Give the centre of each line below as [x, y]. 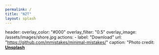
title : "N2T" [18, 14]
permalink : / [18, 9]
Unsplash [15, 48]
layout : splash [21, 18]
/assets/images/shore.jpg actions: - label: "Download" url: [64, 37]
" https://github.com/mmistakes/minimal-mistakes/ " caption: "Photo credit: [80, 42]
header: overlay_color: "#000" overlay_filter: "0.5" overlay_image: [71, 32]
